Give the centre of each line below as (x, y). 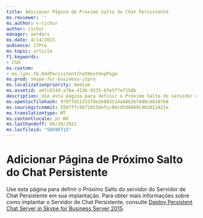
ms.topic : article (29, 51)
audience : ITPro (27, 46)
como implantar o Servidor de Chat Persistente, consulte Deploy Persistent (99, 202)
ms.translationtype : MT (36, 113)
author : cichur (25, 29)
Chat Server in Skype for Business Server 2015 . (65, 208)
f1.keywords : (23, 57)
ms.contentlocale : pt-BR (37, 118)
